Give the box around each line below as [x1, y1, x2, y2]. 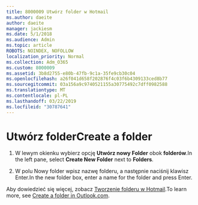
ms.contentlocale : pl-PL [6, 93, 68, 99]
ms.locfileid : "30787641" [6, 103, 71, 110]
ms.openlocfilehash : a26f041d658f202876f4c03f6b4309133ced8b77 [6, 76, 168, 82]
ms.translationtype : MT [6, 87, 66, 93]
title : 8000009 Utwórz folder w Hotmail [6, 8, 109, 15]
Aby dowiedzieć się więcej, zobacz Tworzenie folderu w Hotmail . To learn [6, 186, 187, 193]
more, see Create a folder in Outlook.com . [6, 192, 110, 199]
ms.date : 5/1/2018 [6, 31, 52, 37]
